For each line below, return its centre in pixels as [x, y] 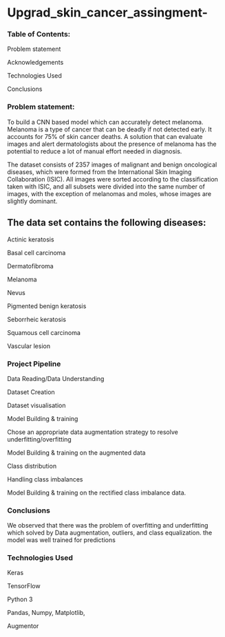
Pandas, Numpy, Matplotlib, [46, 613]
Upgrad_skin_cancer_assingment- [108, 13]
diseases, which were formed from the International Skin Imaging [99, 172]
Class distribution [32, 466]
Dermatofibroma [30, 266]
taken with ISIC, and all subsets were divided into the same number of [106, 186]
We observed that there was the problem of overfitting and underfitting [108, 526]
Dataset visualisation [37, 405]
